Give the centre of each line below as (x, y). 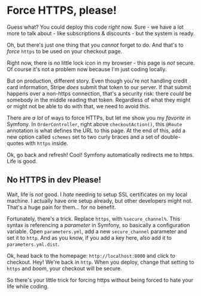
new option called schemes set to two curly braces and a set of (83, 137)
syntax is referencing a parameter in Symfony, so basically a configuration (98, 225)
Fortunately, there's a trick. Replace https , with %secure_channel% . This (94, 218)
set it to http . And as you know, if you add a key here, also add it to (89, 237)
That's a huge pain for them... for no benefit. (61, 207)
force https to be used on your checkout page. (65, 51)
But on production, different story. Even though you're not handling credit (97, 81)
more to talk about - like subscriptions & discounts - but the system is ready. (101, 33)
